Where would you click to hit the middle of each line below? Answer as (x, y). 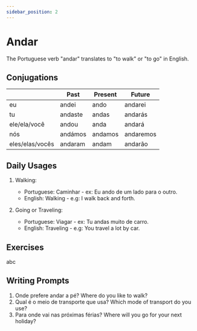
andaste (72, 114)
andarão (136, 144)
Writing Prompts (38, 281)
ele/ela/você (27, 125)
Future (140, 94)
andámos (73, 134)
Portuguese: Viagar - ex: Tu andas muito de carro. (86, 222)
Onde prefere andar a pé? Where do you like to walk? (81, 295)
